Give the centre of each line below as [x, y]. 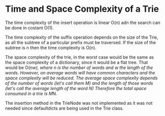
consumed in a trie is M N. [31, 93]
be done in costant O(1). [30, 27]
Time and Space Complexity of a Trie [82, 9]
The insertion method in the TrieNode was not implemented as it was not [79, 103]
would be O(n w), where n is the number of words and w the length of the [79, 68]
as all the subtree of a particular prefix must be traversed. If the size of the [81, 42]
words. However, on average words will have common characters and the [80, 72]
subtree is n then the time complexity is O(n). [51, 47]
